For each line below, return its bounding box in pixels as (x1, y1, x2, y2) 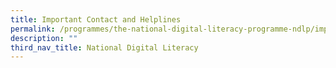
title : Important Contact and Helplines (10, 14, 182, 25)
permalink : (10, 24, 56, 34)
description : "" (10, 33, 78, 43)
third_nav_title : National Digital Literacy (10, 42, 199, 53)
